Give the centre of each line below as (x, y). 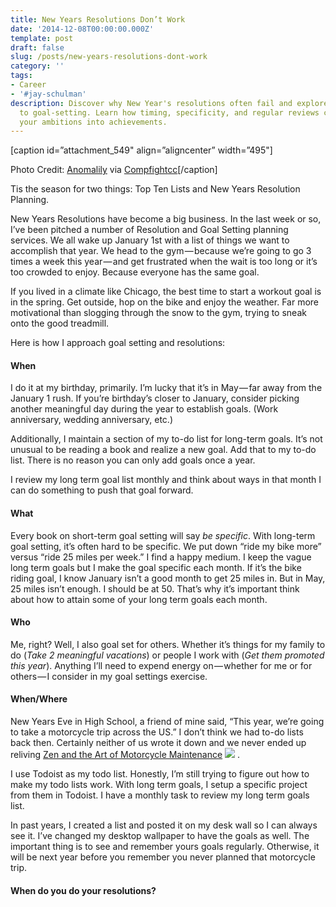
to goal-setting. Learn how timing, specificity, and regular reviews (169, 112)
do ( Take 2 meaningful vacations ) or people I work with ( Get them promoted (167, 655)
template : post (42, 38)
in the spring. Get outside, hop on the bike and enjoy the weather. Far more (165, 302)
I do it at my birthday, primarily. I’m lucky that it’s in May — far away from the (166, 388)
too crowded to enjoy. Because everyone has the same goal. (135, 272)
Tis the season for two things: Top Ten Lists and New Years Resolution (155, 189)
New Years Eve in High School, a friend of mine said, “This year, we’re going (167, 722)
